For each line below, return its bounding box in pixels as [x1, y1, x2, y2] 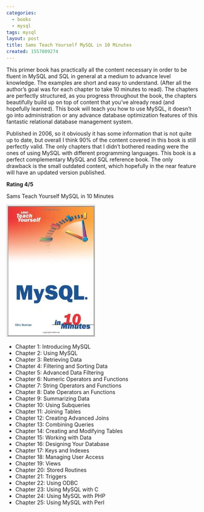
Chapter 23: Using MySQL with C [15, 486, 99, 493]
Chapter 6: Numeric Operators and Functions [15, 375, 129, 382]
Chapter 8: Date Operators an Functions [15, 388, 116, 395]
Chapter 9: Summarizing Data [15, 395, 90, 402]
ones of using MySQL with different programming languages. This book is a [6, 149, 196, 156]
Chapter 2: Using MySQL [15, 349, 78, 357]
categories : [6, 10, 37, 16]
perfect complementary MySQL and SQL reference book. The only [6, 156, 174, 163]
